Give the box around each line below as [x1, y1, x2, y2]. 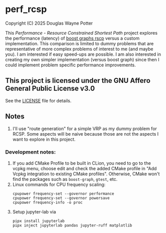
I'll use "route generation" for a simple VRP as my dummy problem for [12, 126, 157, 132]
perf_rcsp [5, 4, 47, 15]
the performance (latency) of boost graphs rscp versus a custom [5, 35, 140, 41]
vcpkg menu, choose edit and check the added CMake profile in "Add [12, 165, 157, 171]
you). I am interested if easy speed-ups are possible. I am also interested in [5, 51, 161, 57]
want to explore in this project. [12, 136, 76, 142]
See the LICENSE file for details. [5, 97, 72, 103]
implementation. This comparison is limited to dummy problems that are [5, 40, 154, 46]
